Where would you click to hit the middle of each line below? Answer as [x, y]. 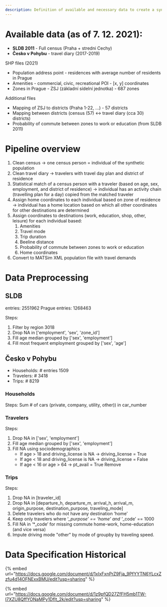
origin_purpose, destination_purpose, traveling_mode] [68, 508]
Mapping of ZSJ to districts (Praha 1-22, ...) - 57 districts [70, 108]
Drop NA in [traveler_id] [37, 498]
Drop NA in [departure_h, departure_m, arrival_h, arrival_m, [73, 503]
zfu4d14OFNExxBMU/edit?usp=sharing [45, 579]
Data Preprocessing [47, 277]
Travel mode [33, 231]
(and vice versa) [29, 530]
